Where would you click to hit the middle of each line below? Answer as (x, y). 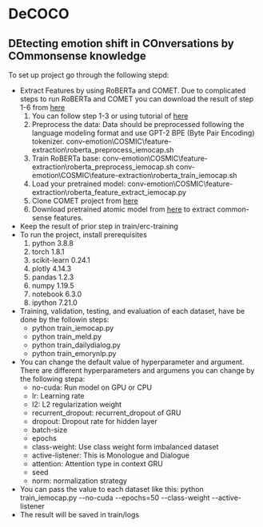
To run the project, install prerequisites (84, 235)
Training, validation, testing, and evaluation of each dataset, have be (132, 311)
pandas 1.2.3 (53, 277)
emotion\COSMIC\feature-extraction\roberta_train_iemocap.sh (134, 175)
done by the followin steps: (64, 319)
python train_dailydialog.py (76, 345)
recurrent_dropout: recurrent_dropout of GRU (106, 413)
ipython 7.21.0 (54, 303)
